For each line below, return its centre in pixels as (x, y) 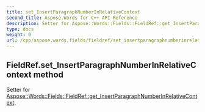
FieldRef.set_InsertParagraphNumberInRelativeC (101, 65)
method (49, 75)
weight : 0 (19, 35)
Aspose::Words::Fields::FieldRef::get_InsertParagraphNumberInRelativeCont (102, 96)
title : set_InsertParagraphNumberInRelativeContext (73, 12)
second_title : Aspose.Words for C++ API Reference (72, 18)
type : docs (20, 29)
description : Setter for (38, 23)
